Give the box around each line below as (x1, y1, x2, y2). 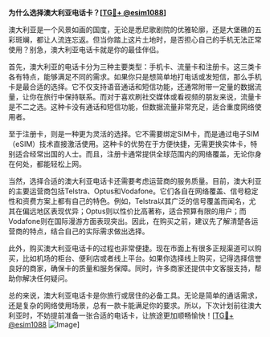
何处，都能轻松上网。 (14, 160, 86, 168)
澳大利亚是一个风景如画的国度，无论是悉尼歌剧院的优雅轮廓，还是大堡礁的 (8, 25, 255, 35)
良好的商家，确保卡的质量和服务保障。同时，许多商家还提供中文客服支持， (8, 264, 255, 273)
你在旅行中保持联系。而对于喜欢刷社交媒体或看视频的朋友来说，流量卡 (29, 92, 262, 101)
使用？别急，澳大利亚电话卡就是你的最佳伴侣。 (8, 45, 163, 55)
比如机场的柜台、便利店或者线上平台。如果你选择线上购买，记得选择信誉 (22, 254, 262, 263)
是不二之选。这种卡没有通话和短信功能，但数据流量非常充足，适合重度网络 (8, 102, 255, 112)
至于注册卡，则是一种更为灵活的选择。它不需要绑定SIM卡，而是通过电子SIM (8, 129, 260, 139)
